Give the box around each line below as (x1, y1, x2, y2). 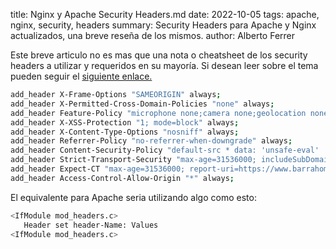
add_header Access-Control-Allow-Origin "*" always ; (10, 173, 235, 183)
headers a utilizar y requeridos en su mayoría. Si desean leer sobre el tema (10, 60, 319, 71)
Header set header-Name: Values (23, 220, 159, 230)
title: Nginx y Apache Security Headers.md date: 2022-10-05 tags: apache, (10, 9, 320, 20)
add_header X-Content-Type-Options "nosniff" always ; (10, 127, 240, 137)
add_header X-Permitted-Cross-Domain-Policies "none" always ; (10, 99, 275, 109)
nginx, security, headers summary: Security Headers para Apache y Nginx (10, 19, 317, 31)
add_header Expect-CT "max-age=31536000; (10, 164, 186, 174)
